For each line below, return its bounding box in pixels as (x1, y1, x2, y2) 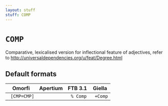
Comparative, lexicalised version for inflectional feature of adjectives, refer (5, 49, 163, 55)
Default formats (5, 70, 57, 78)
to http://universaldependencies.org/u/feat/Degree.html (5, 55, 123, 61)
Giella (93, 85, 108, 92)
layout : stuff (5, 7, 36, 13)
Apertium (39, 85, 63, 92)
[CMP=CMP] (10, 93, 34, 99)
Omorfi (12, 85, 30, 92)
